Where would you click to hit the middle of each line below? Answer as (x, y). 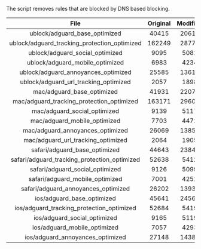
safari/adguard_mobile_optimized (75, 179)
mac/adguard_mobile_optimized (75, 121)
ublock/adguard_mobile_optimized (75, 62)
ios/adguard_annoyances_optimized (76, 237)
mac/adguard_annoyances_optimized (76, 130)
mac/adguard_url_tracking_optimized (75, 140)
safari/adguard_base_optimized (75, 150)
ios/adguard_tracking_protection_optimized (75, 208)
